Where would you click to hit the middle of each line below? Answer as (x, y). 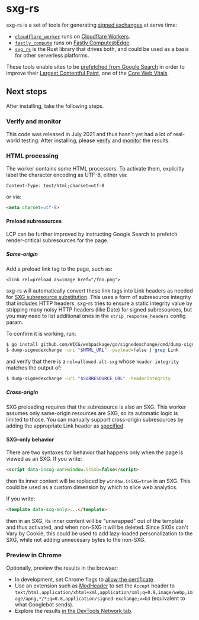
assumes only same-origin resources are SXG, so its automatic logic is (92, 413)
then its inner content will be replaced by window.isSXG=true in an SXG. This (98, 481)
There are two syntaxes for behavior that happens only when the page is (95, 452)
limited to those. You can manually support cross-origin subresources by (95, 419)
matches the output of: (34, 368)
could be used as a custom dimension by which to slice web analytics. (92, 487)
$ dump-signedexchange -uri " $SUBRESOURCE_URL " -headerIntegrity (88, 379)
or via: (14, 197)
